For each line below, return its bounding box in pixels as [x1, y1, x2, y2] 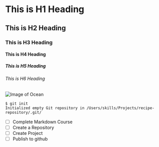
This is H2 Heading [5, 24, 66, 32]
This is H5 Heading [5, 63, 46, 69]
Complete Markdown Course [12, 119, 73, 125]
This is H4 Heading [5, 52, 46, 58]
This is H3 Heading [5, 39, 53, 46]
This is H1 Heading [5, 4, 85, 15]
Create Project [12, 130, 43, 136]
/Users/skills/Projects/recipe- [86, 105, 155, 111]
